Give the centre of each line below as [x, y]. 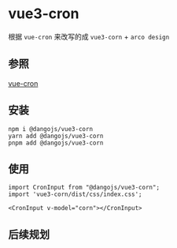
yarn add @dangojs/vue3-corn [56, 136]
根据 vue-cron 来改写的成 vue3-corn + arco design [89, 36]
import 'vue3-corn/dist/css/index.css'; [76, 194]
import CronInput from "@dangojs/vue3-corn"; [84, 188]
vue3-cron [44, 14]
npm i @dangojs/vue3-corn [50, 129]
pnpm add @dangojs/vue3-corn [56, 143]
